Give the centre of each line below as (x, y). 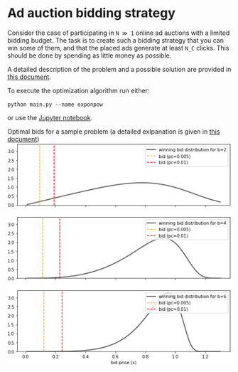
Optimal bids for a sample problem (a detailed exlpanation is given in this (114, 131)
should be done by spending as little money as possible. (90, 55)
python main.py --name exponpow (55, 105)
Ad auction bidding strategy (92, 13)
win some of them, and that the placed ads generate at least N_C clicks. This (118, 48)
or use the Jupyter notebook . (50, 117)
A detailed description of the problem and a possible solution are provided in (119, 69)
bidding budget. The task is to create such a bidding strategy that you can (115, 40)
